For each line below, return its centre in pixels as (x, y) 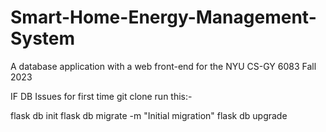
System (43, 38)
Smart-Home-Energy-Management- (163, 17)
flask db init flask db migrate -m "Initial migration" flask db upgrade (149, 115)
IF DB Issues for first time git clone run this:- (101, 96)
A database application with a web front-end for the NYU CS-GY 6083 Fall (163, 66)
